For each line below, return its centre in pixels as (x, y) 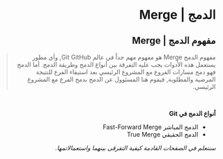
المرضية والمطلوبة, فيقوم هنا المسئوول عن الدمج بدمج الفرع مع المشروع (121, 79)
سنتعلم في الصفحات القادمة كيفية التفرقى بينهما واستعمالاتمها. (135, 148)
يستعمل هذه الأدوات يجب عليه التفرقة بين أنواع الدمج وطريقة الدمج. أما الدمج (116, 65)
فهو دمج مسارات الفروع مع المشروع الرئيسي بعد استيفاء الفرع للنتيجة (126, 72)
